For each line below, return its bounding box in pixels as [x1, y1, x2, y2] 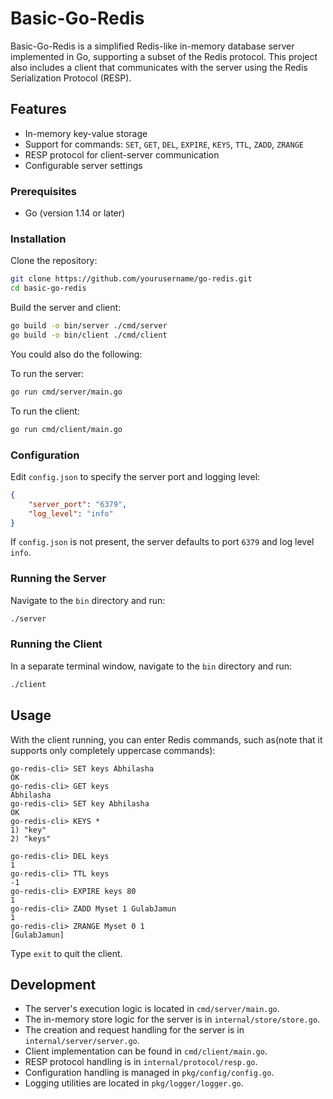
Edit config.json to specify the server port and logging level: [10, 470, 261, 482]
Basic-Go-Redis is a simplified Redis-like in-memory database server [10, 40, 295, 52]
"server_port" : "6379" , [28, 499, 128, 509]
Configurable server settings [24, 159, 143, 171]
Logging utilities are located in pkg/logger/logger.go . [24, 1077, 244, 1089]
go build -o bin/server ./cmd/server [10, 321, 168, 331]
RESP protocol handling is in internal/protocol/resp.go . [24, 1056, 258, 1068]
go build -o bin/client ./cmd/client [10, 330, 168, 340]
